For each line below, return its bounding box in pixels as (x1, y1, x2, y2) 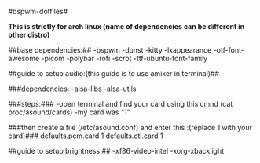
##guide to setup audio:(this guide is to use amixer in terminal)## (8, 69, 220, 78)
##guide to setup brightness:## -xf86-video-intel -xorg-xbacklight (8, 147, 225, 155)
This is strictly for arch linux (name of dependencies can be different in (8, 22, 245, 31)
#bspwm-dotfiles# (8, 7, 68, 16)
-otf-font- (213, 45, 245, 54)
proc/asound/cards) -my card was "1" (8, 107, 131, 117)
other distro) (8, 31, 50, 39)
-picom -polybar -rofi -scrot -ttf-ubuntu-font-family (41, 54, 208, 63)
